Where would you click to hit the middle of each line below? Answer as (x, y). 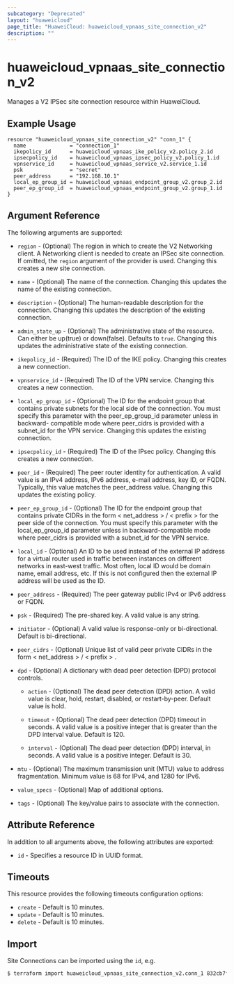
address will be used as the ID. (61, 580)
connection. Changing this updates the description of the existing (111, 310)
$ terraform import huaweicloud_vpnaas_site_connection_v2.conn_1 (106, 974)
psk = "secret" (57, 170)
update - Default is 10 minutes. (61, 915)
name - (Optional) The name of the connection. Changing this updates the (122, 281)
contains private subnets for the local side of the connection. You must (119, 408)
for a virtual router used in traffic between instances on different (109, 559)
